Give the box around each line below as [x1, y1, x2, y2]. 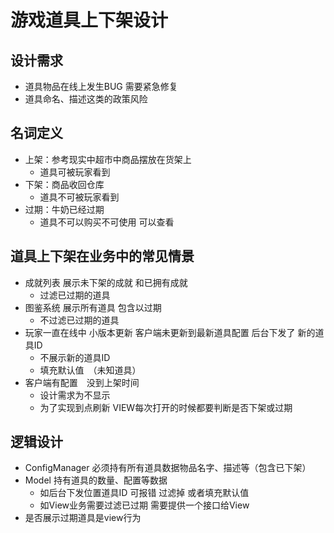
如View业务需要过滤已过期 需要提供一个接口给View [39, 499, 250, 511]
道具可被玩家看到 [39, 166, 111, 178]
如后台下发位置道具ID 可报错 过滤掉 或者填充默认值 [39, 487, 250, 499]
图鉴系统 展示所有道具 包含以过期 [24, 301, 162, 313]
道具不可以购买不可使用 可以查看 [39, 216, 175, 228]
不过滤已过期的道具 [39, 314, 120, 326]
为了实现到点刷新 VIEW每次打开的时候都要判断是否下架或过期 [39, 401, 293, 413]
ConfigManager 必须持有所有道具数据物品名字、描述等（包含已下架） [24, 462, 312, 474]
